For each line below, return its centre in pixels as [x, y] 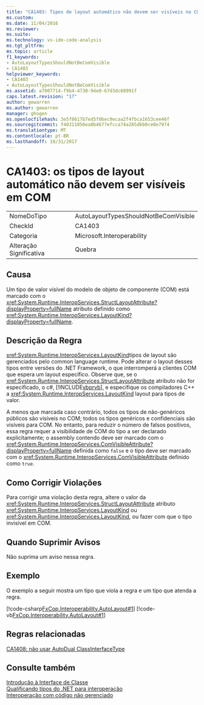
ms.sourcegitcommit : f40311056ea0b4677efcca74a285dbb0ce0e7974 [88, 125]
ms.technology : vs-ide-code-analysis [54, 40]
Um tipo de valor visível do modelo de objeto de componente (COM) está [98, 289]
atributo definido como [101, 309]
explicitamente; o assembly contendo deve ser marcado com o [85, 438]
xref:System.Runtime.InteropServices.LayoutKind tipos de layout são [92, 355]
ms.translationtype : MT [36, 130]
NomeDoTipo [28, 216]
